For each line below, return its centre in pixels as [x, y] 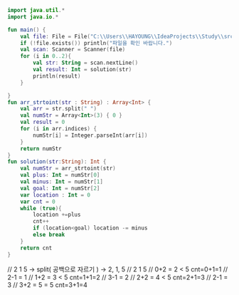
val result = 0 [43, 122]
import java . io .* [33, 17]
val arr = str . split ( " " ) [59, 109]
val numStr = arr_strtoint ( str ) [68, 169]
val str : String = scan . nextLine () [86, 63]
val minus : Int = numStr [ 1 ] [62, 182]
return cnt [36, 248]
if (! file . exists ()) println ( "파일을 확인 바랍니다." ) [96, 43]
